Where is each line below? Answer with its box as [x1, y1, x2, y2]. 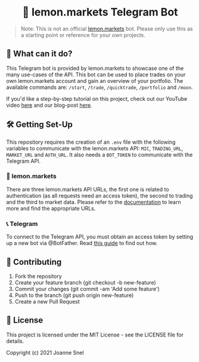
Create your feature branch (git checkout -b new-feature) [14, 279, 156, 286]
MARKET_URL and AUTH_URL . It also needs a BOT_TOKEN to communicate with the [6, 151, 193, 158]
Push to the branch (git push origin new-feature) [14, 292, 134, 299]
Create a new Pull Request [14, 298, 80, 305]
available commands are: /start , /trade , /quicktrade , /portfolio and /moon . [6, 83, 193, 91]
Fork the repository [14, 273, 63, 280]
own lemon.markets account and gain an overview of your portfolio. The [6, 77, 184, 84]
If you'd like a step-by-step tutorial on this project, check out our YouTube [6, 95, 188, 102]
